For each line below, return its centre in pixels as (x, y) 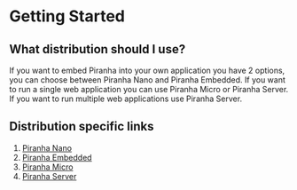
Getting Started (67, 16)
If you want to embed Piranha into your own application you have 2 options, (147, 70)
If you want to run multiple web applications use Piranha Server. (125, 99)
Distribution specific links (82, 127)
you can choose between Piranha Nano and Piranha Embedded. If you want (148, 80)
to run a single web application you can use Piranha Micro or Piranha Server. (149, 89)
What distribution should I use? (98, 49)
